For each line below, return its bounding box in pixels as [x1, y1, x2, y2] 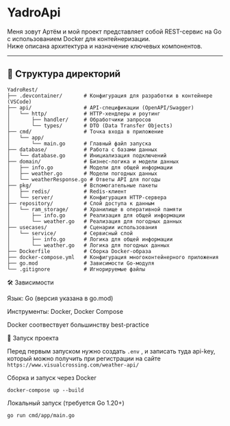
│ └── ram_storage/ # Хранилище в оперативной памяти [7, 206, 183, 213]
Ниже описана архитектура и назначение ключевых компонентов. [7, 42, 203, 50]
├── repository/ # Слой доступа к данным [7, 200, 155, 207]
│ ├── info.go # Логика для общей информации [7, 236, 173, 243]
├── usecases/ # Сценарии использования [7, 224, 157, 230]
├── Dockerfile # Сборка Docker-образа [7, 248, 152, 254]
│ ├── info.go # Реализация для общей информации [7, 212, 186, 219]
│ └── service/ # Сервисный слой [7, 230, 133, 237]
